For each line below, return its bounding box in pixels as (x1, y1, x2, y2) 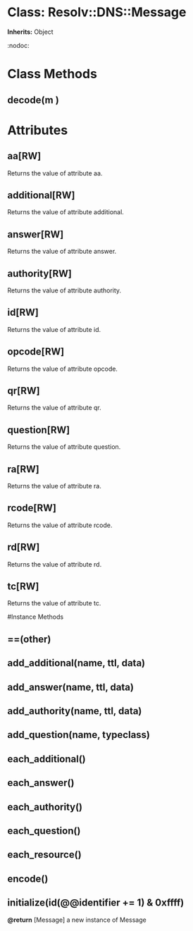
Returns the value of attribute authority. (7, 286, 122, 295)
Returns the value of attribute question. (7, 443, 121, 451)
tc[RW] (7, 581, 39, 593)
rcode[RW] (7, 502, 56, 514)
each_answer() (7, 777, 75, 789)
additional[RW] (7, 189, 75, 201)
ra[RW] (7, 463, 40, 475)
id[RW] (7, 307, 39, 319)
